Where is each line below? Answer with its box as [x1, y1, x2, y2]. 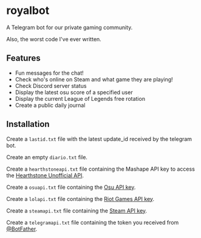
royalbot [6, 4, 50, 18]
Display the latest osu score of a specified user [15, 89, 133, 96]
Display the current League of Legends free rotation [15, 95, 146, 102]
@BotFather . [6, 225, 38, 233]
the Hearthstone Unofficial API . [6, 171, 84, 179]
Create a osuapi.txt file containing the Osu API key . [6, 183, 136, 191]
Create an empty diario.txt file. [6, 153, 88, 161]
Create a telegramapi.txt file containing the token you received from [6, 219, 179, 226]
